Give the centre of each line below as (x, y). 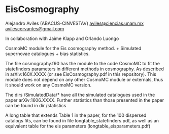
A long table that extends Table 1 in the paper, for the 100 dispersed (76, 115)
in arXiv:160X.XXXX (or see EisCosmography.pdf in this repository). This (81, 74)
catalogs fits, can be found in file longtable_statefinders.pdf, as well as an (82, 120)
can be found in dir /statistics (36, 105)
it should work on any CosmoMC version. (48, 85)
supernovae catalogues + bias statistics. (47, 54)
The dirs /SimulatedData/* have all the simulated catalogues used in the (80, 95)
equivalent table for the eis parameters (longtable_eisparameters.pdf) (78, 126)
